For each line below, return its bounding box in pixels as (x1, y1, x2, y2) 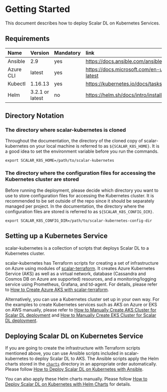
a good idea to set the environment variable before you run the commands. (5, 148, 159, 154)
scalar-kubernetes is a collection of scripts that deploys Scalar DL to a (5, 245, 149, 251)
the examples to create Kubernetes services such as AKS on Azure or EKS (5, 301, 158, 308)
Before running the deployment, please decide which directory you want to (5, 187, 159, 193)
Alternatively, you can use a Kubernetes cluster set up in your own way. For (5, 296, 160, 302)
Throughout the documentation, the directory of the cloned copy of (5, 138, 143, 144)
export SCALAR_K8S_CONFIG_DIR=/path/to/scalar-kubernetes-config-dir (5, 218, 153, 223)
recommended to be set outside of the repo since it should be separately (5, 198, 155, 204)
